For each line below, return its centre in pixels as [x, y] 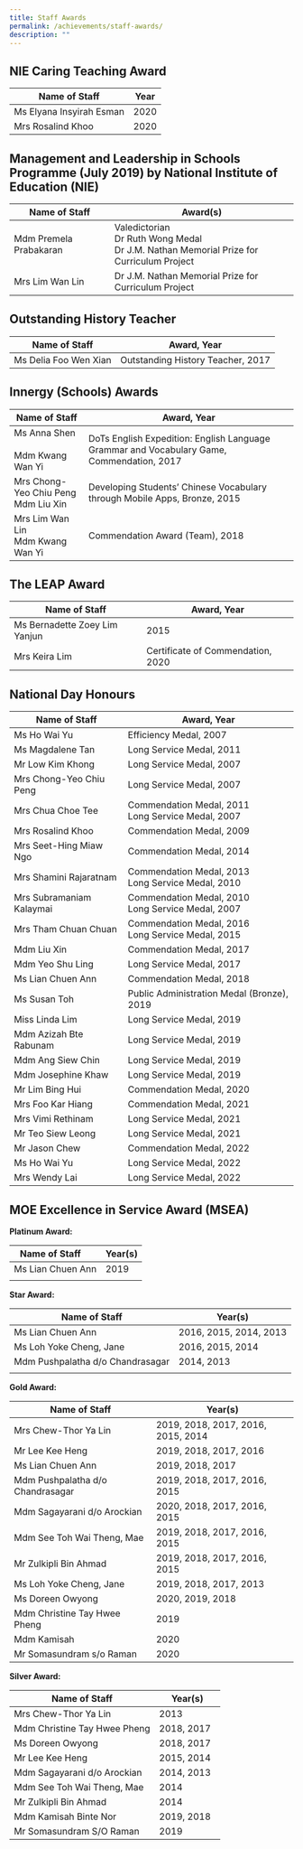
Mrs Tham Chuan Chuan [65, 929]
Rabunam [34, 1046]
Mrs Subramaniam [53, 898]
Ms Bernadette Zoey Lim [66, 625]
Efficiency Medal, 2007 [177, 735]
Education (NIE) [54, 187]
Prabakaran [38, 250]
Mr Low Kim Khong [54, 764]
